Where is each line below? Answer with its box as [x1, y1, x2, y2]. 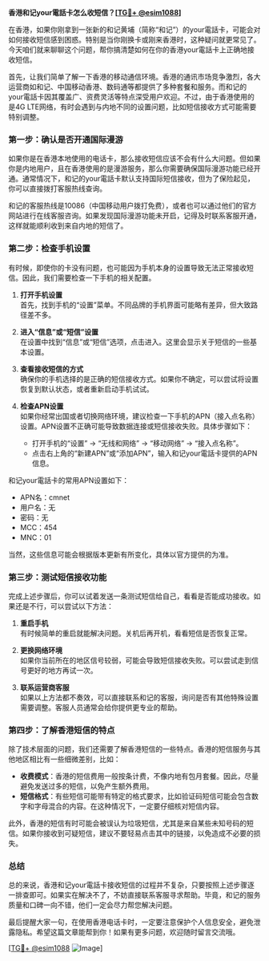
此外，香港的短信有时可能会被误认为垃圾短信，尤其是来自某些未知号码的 [8, 818, 247, 829]
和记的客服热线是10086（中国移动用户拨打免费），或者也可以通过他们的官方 [8, 201, 257, 211]
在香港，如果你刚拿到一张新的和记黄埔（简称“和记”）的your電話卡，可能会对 [8, 25, 261, 34]
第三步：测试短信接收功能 [8, 571, 107, 582]
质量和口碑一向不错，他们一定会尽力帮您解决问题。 [8, 900, 177, 910]
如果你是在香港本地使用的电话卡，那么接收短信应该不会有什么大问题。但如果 [8, 154, 261, 164]
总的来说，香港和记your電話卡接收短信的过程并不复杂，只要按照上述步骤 [8, 880, 248, 890]
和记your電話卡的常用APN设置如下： [8, 475, 130, 485]
